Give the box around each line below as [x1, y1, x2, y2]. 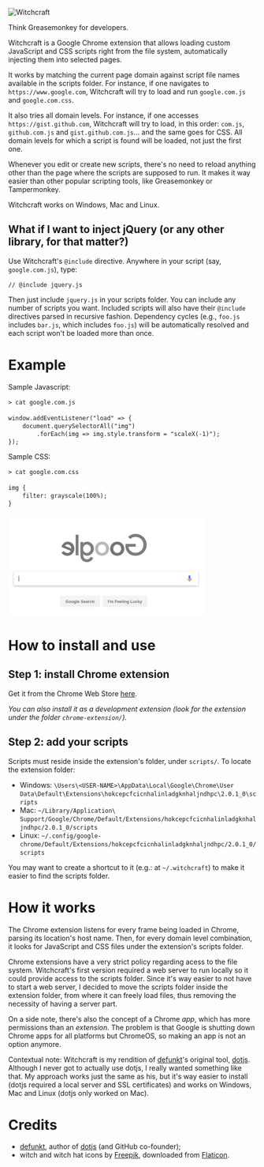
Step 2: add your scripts [8, 736, 128, 749]
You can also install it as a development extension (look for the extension [8, 704, 247, 713]
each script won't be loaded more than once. [8, 328, 154, 337]
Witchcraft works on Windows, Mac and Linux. [8, 200, 160, 209]
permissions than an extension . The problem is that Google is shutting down [8, 1022, 255, 1032]
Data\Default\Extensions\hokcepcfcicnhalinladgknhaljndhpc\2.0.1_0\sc [19, 790, 257, 798]
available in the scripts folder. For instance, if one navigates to [8, 79, 210, 88]
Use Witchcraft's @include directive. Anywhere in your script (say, [8, 256, 222, 265]
